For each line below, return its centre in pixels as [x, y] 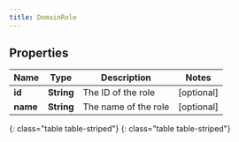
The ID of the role [119, 93]
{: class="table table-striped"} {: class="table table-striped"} [120, 129]
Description [126, 78]
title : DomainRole [43, 17]
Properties [39, 53]
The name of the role [126, 107]
